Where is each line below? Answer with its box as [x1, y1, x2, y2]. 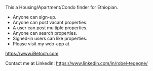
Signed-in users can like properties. [12, 35, 88, 41]
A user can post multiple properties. [12, 25, 88, 31]
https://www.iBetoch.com [5, 50, 59, 56]
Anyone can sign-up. [12, 14, 57, 20]
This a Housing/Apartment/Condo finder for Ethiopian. [5, 5, 119, 10]
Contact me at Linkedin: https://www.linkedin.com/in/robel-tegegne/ [5, 60, 148, 66]
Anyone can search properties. [12, 30, 78, 36]
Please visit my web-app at [12, 41, 69, 47]
